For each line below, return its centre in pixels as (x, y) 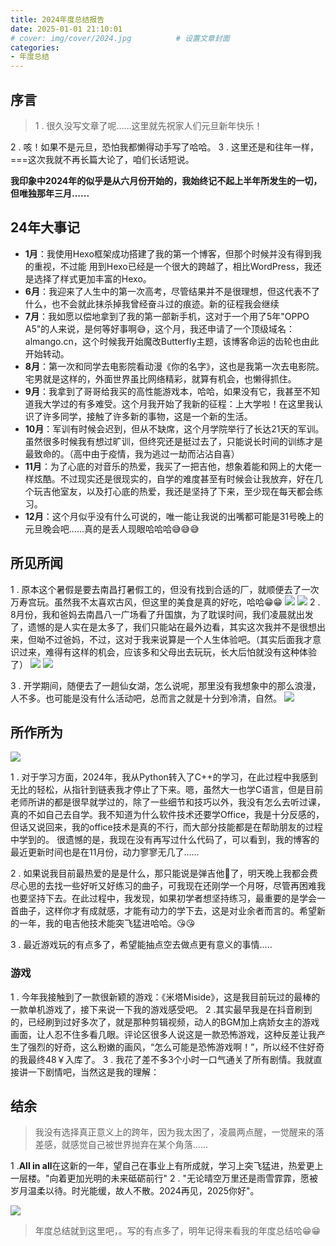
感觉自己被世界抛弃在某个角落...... (138, 1145)
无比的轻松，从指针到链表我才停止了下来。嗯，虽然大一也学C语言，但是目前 (167, 790)
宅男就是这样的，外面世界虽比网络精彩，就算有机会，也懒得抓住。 (160, 378)
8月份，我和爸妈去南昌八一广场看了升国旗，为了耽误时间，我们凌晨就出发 (162, 614)
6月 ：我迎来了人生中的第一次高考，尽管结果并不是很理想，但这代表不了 (172, 291)
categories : (35, 47)
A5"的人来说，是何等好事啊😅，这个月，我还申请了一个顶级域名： (159, 328)
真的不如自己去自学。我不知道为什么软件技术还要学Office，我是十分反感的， (167, 815)
